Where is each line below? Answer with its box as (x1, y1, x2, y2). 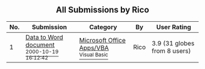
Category (89, 22, 118, 31)
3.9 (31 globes (151, 39, 195, 47)
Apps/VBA (79, 44, 109, 52)
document (25, 41, 55, 49)
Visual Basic (79, 51, 109, 58)
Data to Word (25, 33, 63, 41)
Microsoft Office (79, 36, 126, 44)
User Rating (156, 22, 192, 31)
